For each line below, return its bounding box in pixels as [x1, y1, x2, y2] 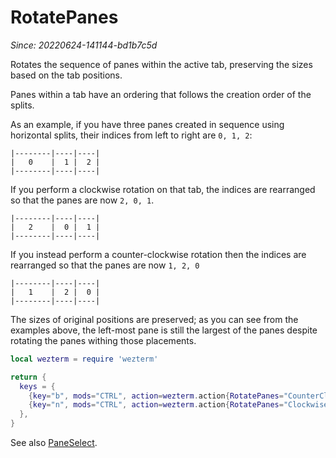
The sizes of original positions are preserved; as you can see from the [10, 313, 299, 325]
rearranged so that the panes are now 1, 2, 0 [10, 259, 200, 271]
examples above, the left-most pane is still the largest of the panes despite [10, 324, 318, 336]
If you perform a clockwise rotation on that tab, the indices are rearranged [10, 183, 316, 195]
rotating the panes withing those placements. [10, 334, 197, 346]
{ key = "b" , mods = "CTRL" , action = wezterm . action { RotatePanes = [28, 391, 284, 401]
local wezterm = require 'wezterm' [10, 354, 159, 364]
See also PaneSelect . [10, 437, 98, 449]
